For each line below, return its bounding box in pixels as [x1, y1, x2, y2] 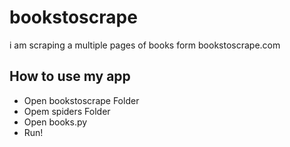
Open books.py [23, 116, 88, 128]
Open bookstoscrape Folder [23, 94, 140, 106]
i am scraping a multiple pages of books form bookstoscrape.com [9, 39, 281, 51]
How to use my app [9, 68, 131, 85]
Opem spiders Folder [23, 105, 111, 117]
